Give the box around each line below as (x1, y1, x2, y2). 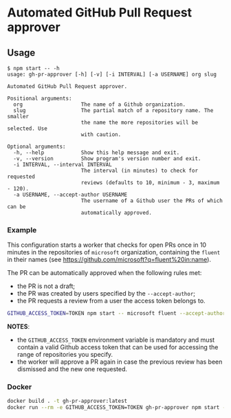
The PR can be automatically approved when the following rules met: (7, 269, 202, 277)
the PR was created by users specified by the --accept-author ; (16, 289, 196, 298)
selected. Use (7, 125, 48, 132)
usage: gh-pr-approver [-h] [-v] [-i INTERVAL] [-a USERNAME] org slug (7, 71, 217, 78)
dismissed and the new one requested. (16, 365, 128, 373)
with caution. (80, 131, 122, 138)
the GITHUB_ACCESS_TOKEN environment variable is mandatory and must (16, 335, 215, 344)
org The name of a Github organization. (13, 101, 186, 108)
